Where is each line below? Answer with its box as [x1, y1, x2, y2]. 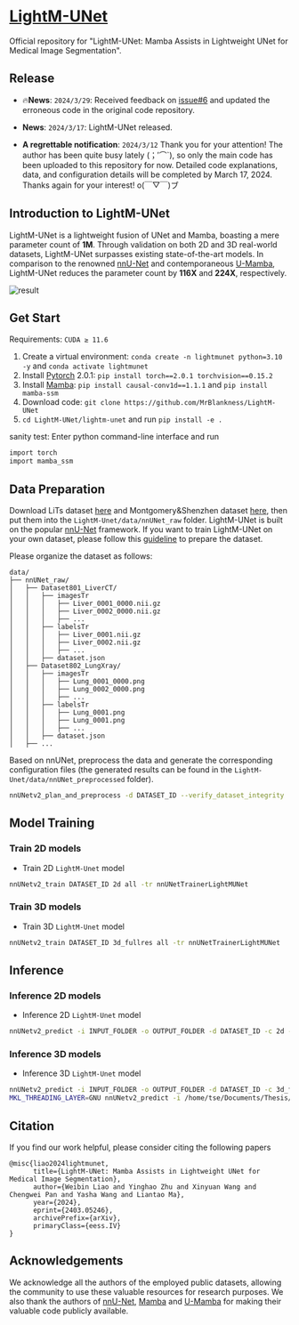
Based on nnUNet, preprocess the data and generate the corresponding [9, 755, 273, 765]
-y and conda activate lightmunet [21, 360, 149, 371]
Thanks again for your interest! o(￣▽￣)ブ [21, 180, 180, 190]
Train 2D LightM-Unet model [21, 862, 125, 873]
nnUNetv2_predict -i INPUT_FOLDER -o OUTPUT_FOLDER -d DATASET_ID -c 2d [9, 1027, 285, 1036]
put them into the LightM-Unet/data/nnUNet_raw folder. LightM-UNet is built [9, 514, 283, 525]
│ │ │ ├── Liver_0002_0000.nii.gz [9, 607, 162, 616]
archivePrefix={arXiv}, [32, 1213, 122, 1223]
